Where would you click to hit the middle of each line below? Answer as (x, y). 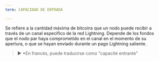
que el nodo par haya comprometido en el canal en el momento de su (76, 38)
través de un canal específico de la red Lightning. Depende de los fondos (80, 33)
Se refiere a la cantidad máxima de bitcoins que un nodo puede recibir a (79, 28)
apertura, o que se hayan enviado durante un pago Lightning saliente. (76, 44)
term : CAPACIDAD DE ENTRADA (34, 10)
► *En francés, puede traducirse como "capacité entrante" (78, 53)
